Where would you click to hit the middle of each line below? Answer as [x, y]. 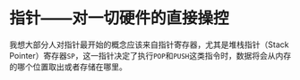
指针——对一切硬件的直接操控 [120, 18]
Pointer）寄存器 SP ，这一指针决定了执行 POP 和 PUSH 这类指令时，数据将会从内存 [150, 55]
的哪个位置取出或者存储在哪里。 [68, 67]
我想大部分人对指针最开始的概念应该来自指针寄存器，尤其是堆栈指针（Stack [149, 44]
